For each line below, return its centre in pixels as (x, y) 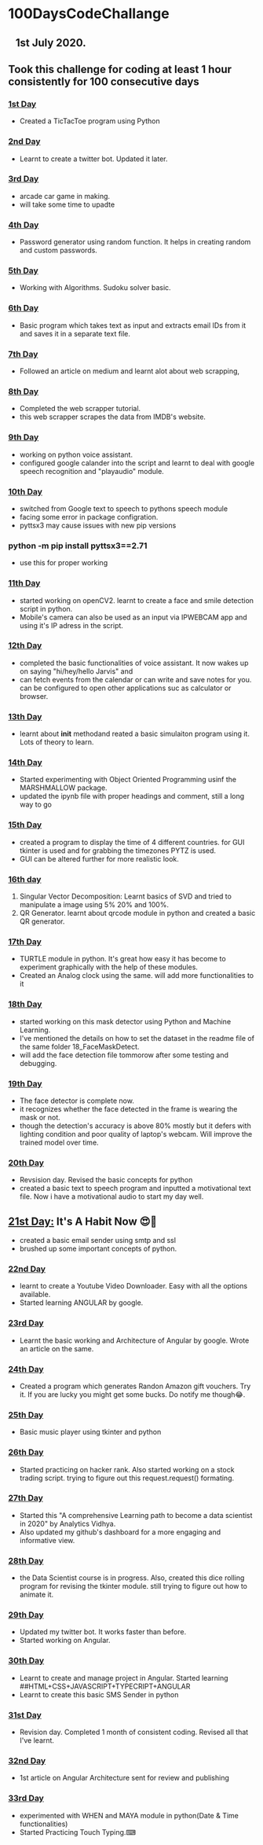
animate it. (36, 1595)
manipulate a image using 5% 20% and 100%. (94, 905)
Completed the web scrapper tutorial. (80, 409)
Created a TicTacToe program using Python (89, 121)
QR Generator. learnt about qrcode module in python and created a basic (137, 913)
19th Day (25, 1083)
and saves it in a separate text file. (75, 333)
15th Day (25, 825)
